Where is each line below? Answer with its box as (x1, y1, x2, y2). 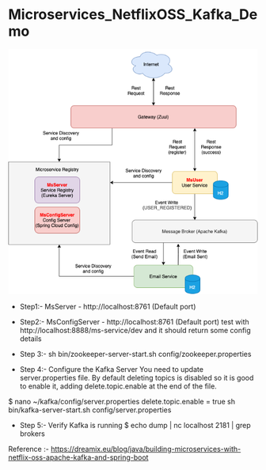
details (19, 334, 42, 343)
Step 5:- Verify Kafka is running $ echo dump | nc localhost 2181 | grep (19, 420, 251, 430)
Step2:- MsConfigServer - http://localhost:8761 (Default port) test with (19, 316, 249, 326)
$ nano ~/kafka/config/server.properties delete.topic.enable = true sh (8, 396, 236, 406)
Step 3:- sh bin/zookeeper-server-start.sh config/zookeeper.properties (19, 349, 252, 358)
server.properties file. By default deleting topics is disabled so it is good (19, 373, 254, 382)
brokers (19, 429, 45, 438)
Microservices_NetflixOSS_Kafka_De (8, 6, 258, 24)
